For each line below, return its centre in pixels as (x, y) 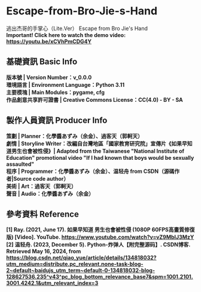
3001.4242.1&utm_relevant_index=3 (52, 283)
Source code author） (41, 178)
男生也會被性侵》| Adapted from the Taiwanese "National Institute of (98, 151)
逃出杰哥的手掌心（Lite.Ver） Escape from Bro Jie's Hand (77, 28)
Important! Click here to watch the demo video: (66, 35)
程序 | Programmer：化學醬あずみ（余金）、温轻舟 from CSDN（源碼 (90, 171)
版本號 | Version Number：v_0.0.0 (49, 77)
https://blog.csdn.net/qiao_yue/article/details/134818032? (81, 258)
